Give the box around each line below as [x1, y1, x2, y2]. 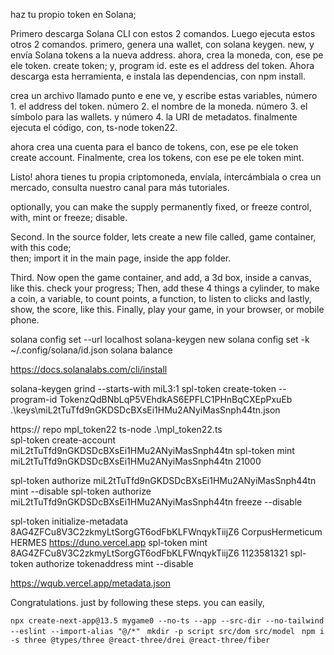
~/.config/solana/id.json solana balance [10, 344, 173, 356]
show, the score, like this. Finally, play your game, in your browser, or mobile [10, 304, 325, 315]
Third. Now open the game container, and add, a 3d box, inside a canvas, [10, 272, 312, 283]
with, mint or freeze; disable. [10, 212, 128, 223]
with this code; [10, 242, 72, 253]
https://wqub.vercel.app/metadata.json [10, 577, 171, 589]
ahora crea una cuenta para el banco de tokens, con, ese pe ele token [10, 141, 299, 153]
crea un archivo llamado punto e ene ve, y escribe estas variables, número [10, 90, 318, 101]
